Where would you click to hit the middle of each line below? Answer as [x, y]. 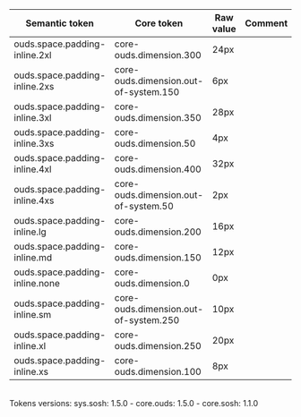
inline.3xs [34, 144]
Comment [267, 23]
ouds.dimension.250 [158, 346]
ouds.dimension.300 [158, 55]
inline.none [37, 283]
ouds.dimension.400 [158, 169]
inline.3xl [33, 118]
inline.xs [31, 372]
